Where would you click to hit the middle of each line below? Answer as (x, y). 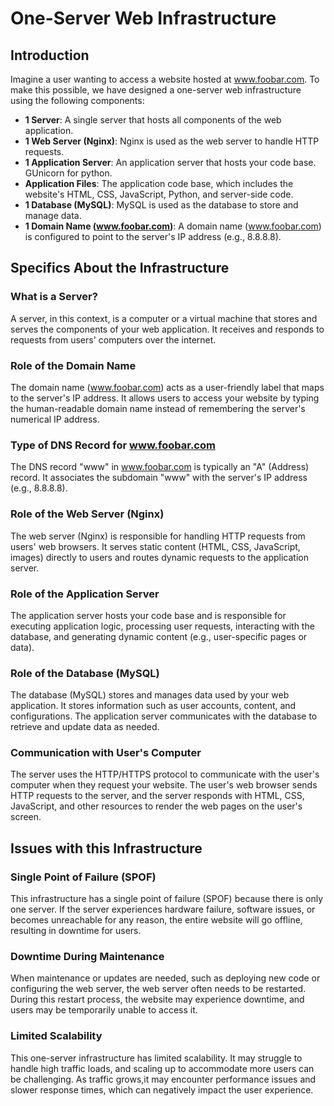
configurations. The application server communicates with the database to (164, 716)
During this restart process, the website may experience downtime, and (157, 999)
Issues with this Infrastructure (106, 848)
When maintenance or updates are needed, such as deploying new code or (165, 978)
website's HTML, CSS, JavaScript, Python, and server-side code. (159, 194)
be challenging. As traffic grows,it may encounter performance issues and (163, 1079)
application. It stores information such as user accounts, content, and (153, 706)
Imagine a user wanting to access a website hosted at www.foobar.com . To (165, 79)
